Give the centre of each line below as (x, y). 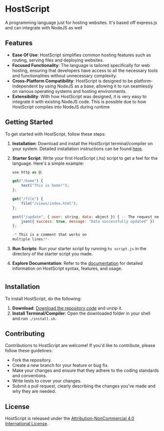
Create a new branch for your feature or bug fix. (60, 366)
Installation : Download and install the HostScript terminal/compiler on (82, 143)
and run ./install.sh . (34, 318)
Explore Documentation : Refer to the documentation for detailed (77, 263)
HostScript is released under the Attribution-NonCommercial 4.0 (70, 418)
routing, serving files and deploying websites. (58, 60)
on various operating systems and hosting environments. (69, 91)
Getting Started (29, 122)
